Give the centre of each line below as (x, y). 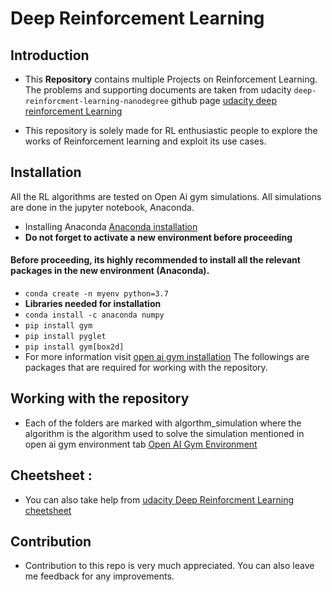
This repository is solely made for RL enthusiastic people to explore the (171, 130)
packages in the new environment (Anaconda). (110, 271)
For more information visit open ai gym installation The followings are (167, 357)
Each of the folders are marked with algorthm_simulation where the (163, 423)
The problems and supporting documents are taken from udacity (158, 90)
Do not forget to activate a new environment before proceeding (158, 237)
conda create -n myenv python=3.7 (96, 294)
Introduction (50, 55)
